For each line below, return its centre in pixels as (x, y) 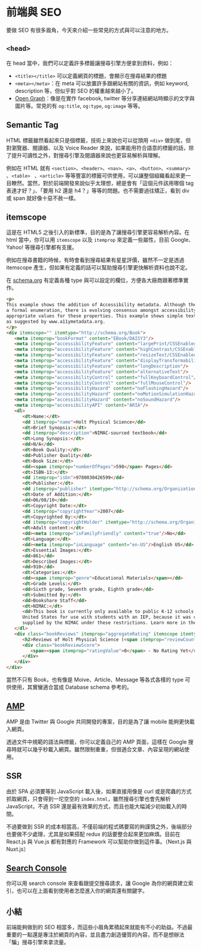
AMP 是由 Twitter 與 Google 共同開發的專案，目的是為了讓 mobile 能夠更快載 (100, 721)
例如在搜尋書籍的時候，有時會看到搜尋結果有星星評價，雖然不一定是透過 (95, 260)
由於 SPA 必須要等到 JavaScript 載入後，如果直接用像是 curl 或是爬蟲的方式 (99, 791)
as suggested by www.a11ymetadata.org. (56, 322)
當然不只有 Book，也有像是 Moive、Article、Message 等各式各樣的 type (95, 679)
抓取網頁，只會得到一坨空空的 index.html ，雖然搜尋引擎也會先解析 (89, 799)
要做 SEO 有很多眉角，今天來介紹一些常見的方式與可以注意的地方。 (89, 30)
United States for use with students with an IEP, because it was (106, 617)
